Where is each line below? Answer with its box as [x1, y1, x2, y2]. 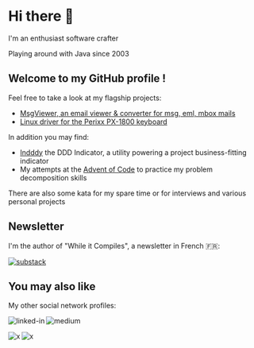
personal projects [8, 196, 66, 206]
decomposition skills [19, 172, 87, 182]
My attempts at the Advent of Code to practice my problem [19, 164, 213, 174]
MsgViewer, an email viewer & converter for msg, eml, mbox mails [19, 108, 236, 118]
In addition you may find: [8, 132, 90, 141]
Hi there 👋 [8, 7, 74, 25]
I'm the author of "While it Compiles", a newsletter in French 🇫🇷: [8, 241, 221, 250]
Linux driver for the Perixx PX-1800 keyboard [19, 117, 168, 126]
